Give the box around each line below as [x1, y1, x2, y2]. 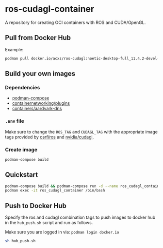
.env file [5, 118, 24, 125]
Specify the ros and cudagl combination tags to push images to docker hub [5, 214, 156, 220]
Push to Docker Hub [5, 201, 66, 210]
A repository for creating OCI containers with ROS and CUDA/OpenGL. [5, 19, 146, 25]
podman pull [5, 56, 29, 61]
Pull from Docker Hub [5, 34, 71, 42]
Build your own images [5, 70, 76, 78]
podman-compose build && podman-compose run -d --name [5, 184, 118, 189]
